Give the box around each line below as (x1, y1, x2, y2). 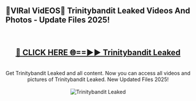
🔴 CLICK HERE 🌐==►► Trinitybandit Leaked (15, 48, 181, 58)
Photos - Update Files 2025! (5, 15, 110, 25)
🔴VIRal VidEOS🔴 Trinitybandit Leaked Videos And (5, 6, 190, 16)
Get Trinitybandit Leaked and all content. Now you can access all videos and (5, 69, 191, 76)
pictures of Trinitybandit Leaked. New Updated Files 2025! (27, 76, 169, 83)
